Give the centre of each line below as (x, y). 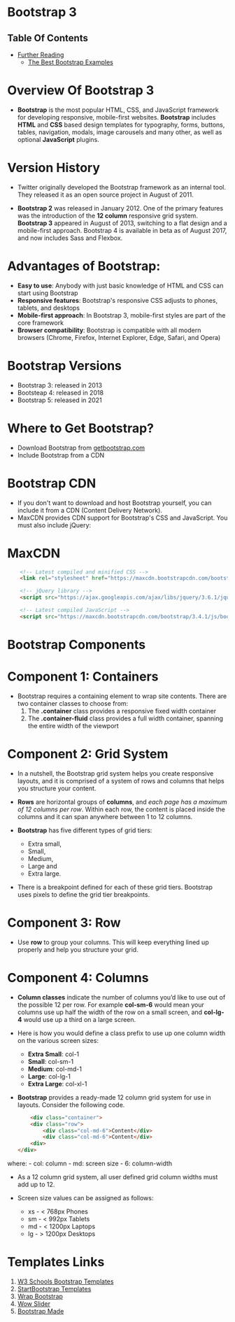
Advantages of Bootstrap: (84, 266)
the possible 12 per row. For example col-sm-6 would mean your (111, 1004)
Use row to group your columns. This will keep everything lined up (113, 942)
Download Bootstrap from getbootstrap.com (81, 448)
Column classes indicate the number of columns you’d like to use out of (121, 997)
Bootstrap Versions (65, 366)
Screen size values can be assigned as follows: (85, 1198)
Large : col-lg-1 (49, 1076)
